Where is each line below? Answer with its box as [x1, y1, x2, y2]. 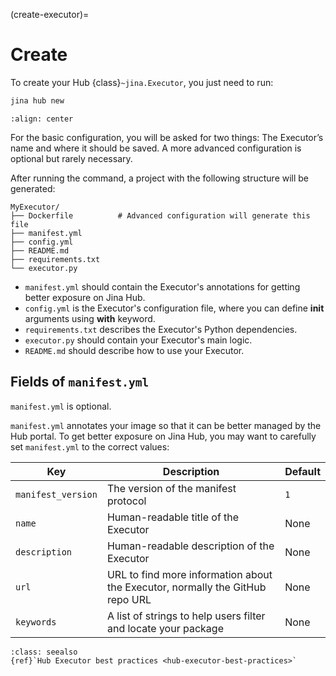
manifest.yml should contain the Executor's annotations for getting [24, 280, 301, 293]
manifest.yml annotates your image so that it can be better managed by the [10, 419, 322, 431]
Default [284, 464, 321, 478]
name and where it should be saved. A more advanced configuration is [10, 142, 302, 154]
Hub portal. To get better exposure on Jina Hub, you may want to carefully [10, 430, 317, 442]
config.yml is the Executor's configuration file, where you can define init [24, 302, 325, 314]
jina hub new [10, 95, 65, 106]
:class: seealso [10, 647, 78, 657]
